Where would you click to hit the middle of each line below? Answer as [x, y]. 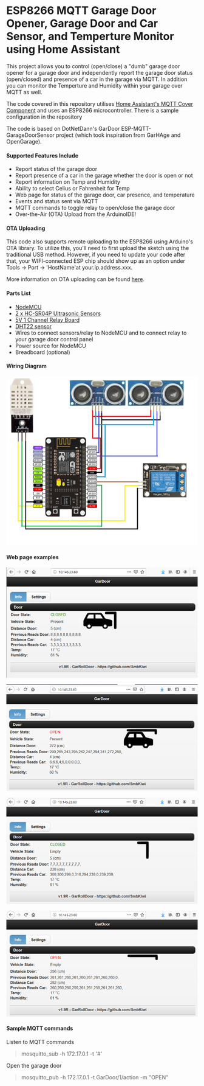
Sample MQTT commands [40, 1028]
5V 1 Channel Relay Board [47, 319]
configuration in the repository [44, 117]
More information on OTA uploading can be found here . [75, 279]
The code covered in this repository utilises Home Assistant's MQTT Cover [100, 103]
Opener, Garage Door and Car [82, 23]
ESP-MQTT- [136, 128]
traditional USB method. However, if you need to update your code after [96, 255]
